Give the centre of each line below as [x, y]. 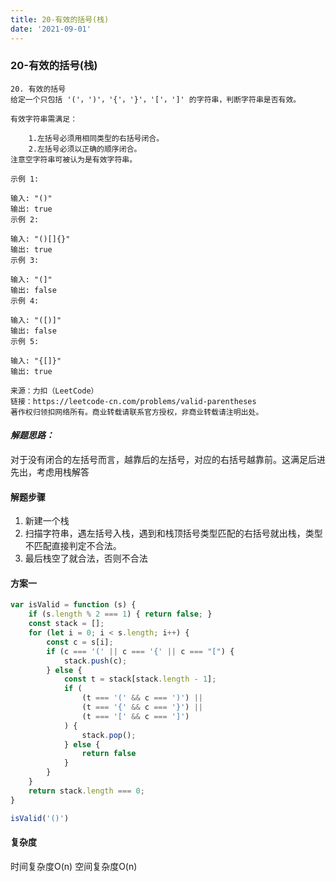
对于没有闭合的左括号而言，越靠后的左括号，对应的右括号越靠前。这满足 [159, 459]
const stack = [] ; [66, 624]
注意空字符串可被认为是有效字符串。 [74, 159]
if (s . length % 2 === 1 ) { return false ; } [120, 614]
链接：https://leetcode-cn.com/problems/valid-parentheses [133, 401]
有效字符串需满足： [44, 119]
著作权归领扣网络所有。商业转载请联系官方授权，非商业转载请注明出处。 [137, 412]
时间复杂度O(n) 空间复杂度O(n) [74, 866]
